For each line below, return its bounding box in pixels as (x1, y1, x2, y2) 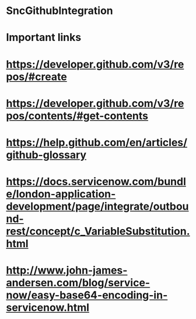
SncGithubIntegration (6, 4, 114, 18)
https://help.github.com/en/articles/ (6, 136, 188, 149)
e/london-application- (6, 188, 116, 201)
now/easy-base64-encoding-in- (6, 289, 168, 302)
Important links (6, 31, 82, 44)
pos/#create (6, 70, 67, 83)
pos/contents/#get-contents (6, 109, 149, 122)
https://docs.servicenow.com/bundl (6, 175, 187, 188)
